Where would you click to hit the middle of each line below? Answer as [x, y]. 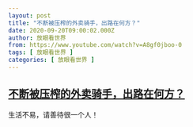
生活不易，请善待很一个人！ [53, 114]
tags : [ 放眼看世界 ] [41, 52]
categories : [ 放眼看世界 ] [51, 60]
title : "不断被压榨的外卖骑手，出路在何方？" [74, 23]
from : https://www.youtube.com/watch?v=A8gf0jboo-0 [95, 45]
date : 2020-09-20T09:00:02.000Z [61, 30]
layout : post [30, 15]
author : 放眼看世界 [37, 38]
